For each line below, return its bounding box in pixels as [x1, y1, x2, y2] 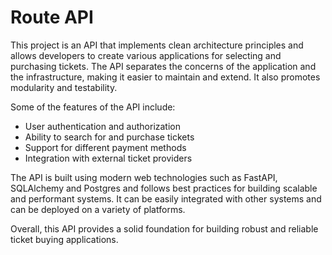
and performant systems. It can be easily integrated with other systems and [10, 192, 322, 205]
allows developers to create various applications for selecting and [10, 49, 282, 61]
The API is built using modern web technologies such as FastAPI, [10, 171, 278, 183]
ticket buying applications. [10, 233, 119, 245]
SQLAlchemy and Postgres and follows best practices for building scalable [10, 182, 318, 194]
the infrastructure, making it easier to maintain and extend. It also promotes [10, 71, 321, 83]
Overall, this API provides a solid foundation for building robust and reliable [10, 222, 319, 235]
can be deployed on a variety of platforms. [10, 203, 186, 215]
